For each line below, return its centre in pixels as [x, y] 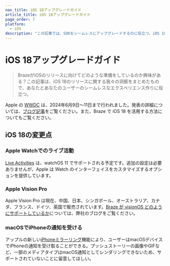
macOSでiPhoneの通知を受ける [44, 227]
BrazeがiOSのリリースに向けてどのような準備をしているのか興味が [87, 75]
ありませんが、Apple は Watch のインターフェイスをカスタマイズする [77, 169]
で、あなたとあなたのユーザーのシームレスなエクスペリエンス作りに [88, 88]
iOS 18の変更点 [29, 135]
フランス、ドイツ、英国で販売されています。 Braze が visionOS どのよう [88, 207]
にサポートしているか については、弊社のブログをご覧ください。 [72, 213]
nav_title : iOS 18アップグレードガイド [44, 10]
